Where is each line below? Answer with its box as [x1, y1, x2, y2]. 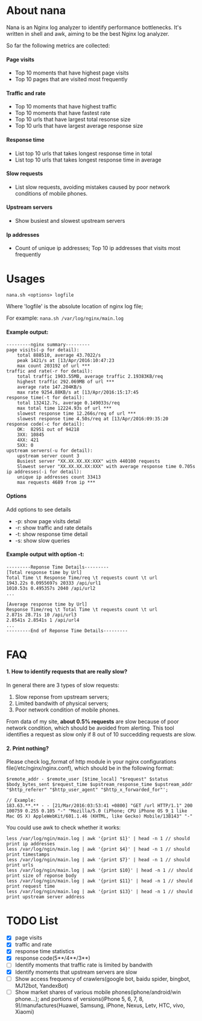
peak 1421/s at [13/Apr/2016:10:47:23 [17, 358, 115, 364]
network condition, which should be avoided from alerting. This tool [6, 724, 174, 732]
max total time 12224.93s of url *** [17, 405, 112, 412]
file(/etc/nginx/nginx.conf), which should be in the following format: [6, 764, 174, 772]
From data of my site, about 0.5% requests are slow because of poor [6, 718, 179, 725]
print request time [6, 884, 55, 890]
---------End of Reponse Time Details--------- [6, 627, 128, 633]
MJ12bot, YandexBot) [14, 982, 69, 989]
